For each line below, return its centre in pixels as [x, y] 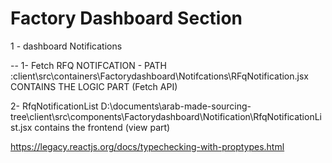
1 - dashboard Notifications [66, 46]
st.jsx [21, 127]
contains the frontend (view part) [102, 127]
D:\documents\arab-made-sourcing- [176, 106]
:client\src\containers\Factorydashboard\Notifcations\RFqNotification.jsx [159, 76]
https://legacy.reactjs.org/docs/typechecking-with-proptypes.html [147, 146]
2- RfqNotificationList [54, 106]
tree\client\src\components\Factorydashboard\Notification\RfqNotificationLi [166, 116]
